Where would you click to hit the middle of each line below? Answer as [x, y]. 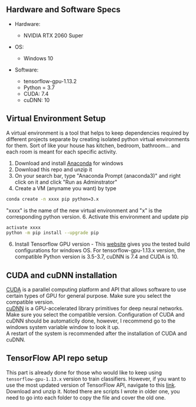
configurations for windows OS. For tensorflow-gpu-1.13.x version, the [100, 250]
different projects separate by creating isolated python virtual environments [98, 139]
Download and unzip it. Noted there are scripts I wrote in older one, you [93, 391]
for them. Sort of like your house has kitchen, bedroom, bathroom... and [93, 145]
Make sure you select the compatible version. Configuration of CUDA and [95, 315]
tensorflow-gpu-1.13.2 [50, 81]
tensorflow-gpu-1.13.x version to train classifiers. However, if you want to [96, 379]
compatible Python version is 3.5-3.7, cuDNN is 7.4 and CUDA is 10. [97, 257]
